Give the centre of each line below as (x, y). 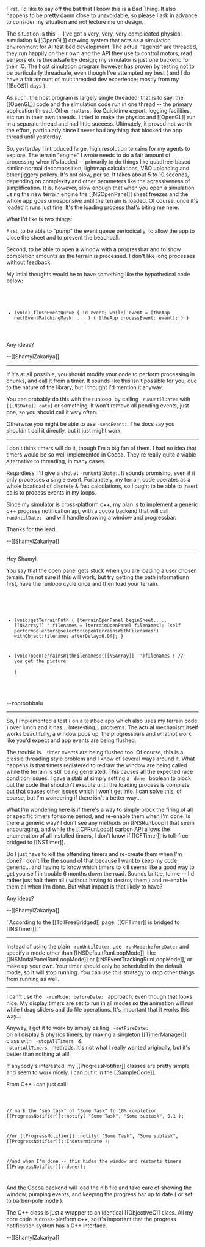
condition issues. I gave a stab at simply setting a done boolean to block (99, 778)
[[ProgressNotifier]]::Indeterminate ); (59, 1141)
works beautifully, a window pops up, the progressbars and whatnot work (99, 734)
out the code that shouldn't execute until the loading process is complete (98, 785)
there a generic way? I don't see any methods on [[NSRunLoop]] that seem (100, 823)
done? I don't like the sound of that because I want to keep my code (92, 861)
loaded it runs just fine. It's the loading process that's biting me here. (93, 207)
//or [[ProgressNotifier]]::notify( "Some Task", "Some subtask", (92, 1136)
